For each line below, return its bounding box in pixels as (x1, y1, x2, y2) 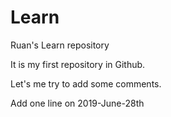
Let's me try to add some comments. (10, 77, 162, 90)
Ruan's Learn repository (10, 39, 110, 51)
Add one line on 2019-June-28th (10, 97, 145, 109)
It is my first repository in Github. (10, 58, 146, 70)
